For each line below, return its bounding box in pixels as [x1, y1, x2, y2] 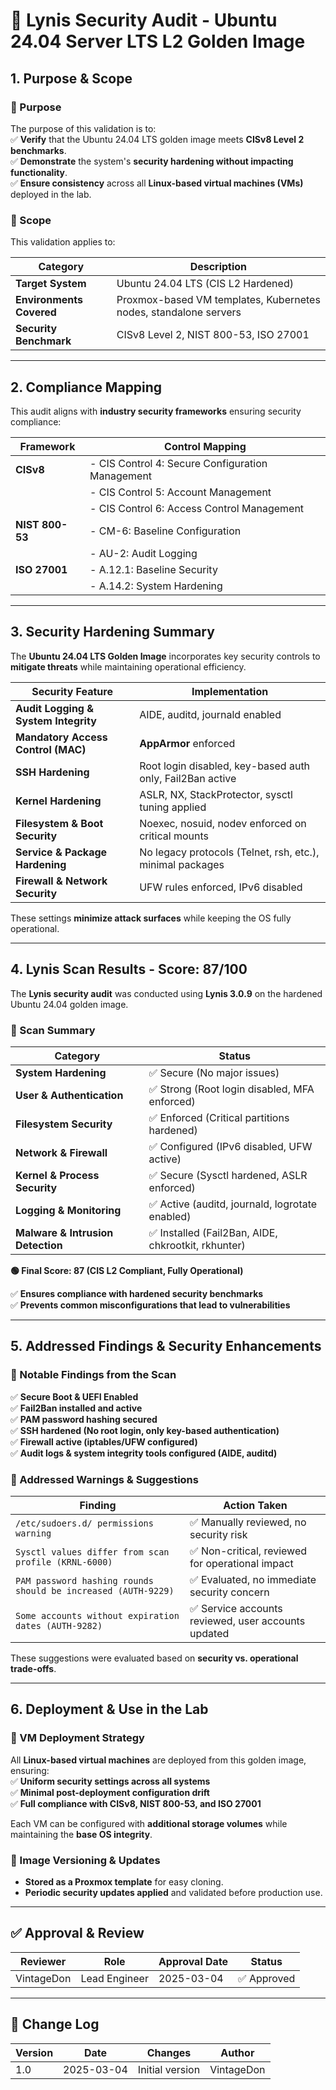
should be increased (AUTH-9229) [15, 1585, 175, 1596]
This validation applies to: [10, 236, 116, 248]
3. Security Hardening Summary [10, 624, 215, 641]
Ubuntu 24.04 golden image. [10, 998, 129, 1010]
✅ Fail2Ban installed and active [10, 1402, 143, 1414]
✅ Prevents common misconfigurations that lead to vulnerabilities [10, 1299, 291, 1311]
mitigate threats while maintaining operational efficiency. [10, 660, 247, 673]
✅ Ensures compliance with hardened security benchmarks [10, 1287, 264, 1299]
